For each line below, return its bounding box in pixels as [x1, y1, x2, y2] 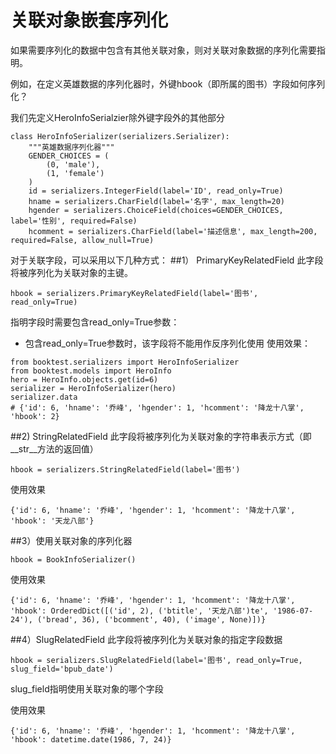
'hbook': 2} [10, 411, 60, 421]
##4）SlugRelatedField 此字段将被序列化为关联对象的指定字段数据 [10, 633, 283, 645]
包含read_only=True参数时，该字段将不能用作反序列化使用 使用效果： [24, 337, 311, 349]
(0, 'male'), [46, 159, 101, 170]
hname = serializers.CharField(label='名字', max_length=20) [28, 196, 285, 206]
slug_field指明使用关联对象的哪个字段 [10, 682, 164, 695]
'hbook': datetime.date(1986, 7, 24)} [10, 734, 172, 745]
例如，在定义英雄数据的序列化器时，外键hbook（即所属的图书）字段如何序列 [10, 77, 326, 90]
